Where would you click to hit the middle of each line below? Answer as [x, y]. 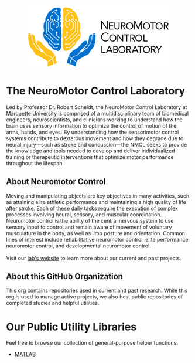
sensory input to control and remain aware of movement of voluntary [89, 227]
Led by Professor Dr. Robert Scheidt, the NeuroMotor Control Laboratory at [97, 107]
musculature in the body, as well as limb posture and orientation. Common [96, 233]
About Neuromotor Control [56, 181]
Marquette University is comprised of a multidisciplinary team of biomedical [97, 113]
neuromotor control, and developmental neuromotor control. [78, 246]
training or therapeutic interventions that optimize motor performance [90, 157]
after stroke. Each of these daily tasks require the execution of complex [92, 208]
